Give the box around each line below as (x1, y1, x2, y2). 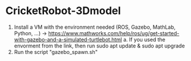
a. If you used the (123, 36, 165, 43)
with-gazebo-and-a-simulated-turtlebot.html (13, 36, 122, 43)
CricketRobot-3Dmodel (5, 4, 121, 18)
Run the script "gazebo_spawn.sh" (13, 48, 98, 55)
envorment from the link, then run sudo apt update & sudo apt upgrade (13, 42, 185, 49)
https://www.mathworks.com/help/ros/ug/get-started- (48, 29, 180, 36)
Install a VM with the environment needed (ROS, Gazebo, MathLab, (13, 23, 176, 30)
